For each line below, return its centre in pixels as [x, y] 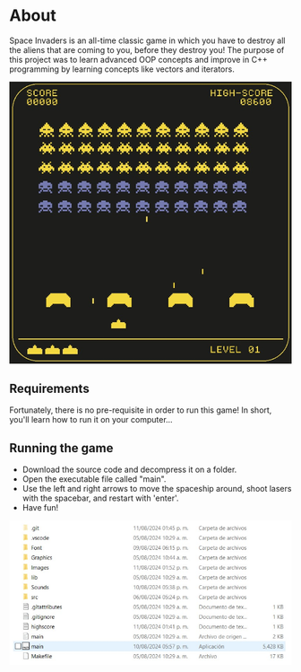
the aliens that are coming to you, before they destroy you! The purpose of [147, 49]
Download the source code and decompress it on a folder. [129, 470]
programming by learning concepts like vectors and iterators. [122, 69]
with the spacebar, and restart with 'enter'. [100, 498]
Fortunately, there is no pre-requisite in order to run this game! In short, [141, 410]
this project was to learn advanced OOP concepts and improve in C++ [138, 59]
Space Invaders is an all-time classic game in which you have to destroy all [147, 40]
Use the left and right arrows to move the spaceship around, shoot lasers [157, 489]
